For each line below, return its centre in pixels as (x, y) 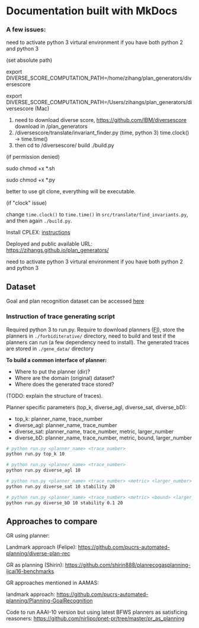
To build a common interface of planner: (57, 360)
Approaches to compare (52, 521)
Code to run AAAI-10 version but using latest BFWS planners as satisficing (97, 612)
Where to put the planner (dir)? (52, 371)
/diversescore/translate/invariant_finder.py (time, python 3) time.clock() (102, 133)
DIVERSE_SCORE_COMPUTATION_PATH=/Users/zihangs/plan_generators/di (99, 102)
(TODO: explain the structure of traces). (54, 395)
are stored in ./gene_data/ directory (50, 348)
